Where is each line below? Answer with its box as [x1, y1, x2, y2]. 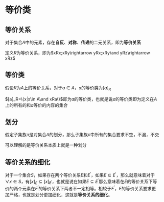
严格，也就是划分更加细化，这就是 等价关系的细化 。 [9, 192, 113, 198]
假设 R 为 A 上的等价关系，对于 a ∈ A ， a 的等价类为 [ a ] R [5, 84, 111, 92]
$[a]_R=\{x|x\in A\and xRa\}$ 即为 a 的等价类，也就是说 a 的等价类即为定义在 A [5, 96, 157, 102]
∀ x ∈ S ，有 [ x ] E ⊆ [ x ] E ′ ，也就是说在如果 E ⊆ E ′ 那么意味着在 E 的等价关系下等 [5, 177, 158, 185]
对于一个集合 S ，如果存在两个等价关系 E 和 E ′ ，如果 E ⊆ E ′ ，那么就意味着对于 [5, 171, 155, 178]
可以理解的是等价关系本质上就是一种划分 [5, 142, 87, 148]
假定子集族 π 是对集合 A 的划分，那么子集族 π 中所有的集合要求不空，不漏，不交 [5, 132, 159, 138]
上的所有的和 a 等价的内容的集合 [5, 102, 68, 108]
